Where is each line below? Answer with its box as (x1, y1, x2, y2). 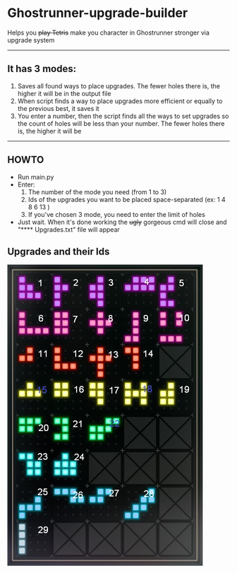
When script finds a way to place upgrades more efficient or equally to (17, 97, 223, 105)
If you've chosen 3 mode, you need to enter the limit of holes (28, 210, 206, 218)
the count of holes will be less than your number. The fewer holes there (17, 119, 225, 128)
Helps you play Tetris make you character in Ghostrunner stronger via (7, 28, 210, 37)
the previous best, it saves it (17, 104, 100, 112)
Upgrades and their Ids (7, 245, 110, 257)
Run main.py (17, 172, 54, 181)
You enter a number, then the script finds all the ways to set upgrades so (17, 112, 229, 120)
